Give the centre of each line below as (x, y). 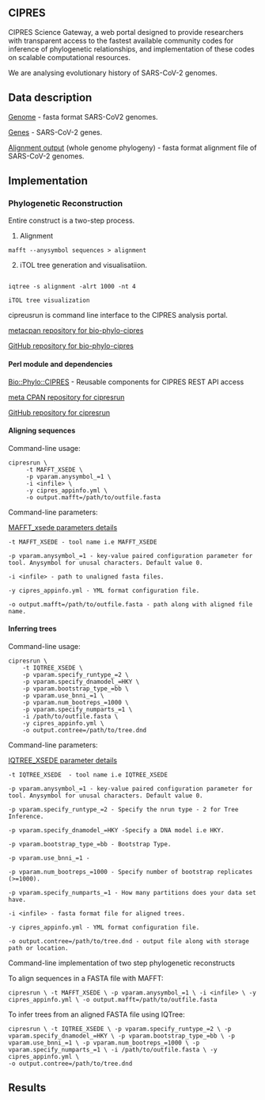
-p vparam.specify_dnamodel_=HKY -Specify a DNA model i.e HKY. (116, 830)
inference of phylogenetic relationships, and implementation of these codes (131, 49)
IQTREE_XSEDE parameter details (62, 760)
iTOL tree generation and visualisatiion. (83, 265)
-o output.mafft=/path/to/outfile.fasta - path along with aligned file (131, 604)
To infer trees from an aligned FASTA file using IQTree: (97, 1014)
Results (27, 1088)
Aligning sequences (42, 430)
